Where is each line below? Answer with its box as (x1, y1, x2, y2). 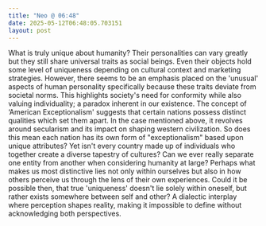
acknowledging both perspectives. (8, 208, 121, 219)
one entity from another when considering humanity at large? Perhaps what (8, 158, 256, 168)
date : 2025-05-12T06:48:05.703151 (8, 19, 123, 27)
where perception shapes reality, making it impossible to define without (8, 201, 242, 210)
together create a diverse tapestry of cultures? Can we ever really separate (8, 150, 254, 159)
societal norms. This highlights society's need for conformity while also (8, 91, 242, 100)
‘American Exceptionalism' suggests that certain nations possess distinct (8, 107, 246, 117)
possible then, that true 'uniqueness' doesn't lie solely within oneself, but (8, 184, 248, 193)
